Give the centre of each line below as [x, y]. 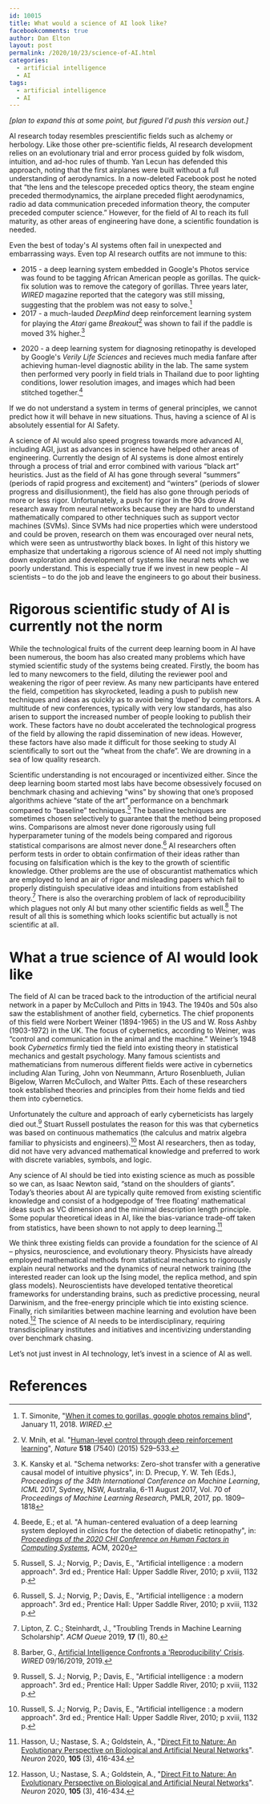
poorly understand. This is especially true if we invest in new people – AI [129, 568]
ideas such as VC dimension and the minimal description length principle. [130, 1209]
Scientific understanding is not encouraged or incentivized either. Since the [133, 775]
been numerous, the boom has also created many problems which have [127, 657]
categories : [29, 61]
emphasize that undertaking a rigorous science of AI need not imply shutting [135, 551]
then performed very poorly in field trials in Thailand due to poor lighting [140, 374]
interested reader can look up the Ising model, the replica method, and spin [133, 1277]
